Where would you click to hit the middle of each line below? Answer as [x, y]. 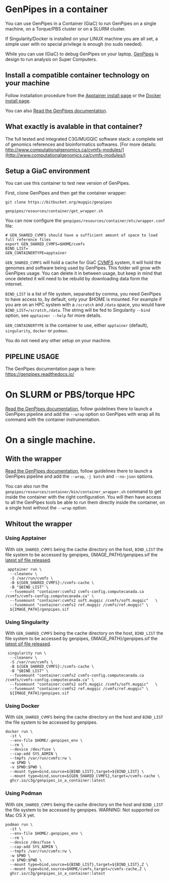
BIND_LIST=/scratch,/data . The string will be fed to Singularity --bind [78, 310]
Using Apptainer [26, 538]
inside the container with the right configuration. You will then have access [83, 497]
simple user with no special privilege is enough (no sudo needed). [74, 44]
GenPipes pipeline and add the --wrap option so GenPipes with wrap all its [83, 414]
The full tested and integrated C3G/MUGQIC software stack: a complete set [84, 139]
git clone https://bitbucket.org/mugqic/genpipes [59, 202]
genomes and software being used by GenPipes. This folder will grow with [83, 268]
